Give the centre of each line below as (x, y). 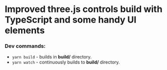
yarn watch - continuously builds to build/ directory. (66, 62)
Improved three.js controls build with (83, 9)
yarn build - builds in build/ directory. (52, 57)
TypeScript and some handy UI (71, 20)
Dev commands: (25, 46)
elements (25, 30)
